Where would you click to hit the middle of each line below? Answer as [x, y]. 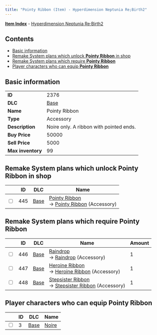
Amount [140, 243]
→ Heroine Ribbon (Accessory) [85, 271]
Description [21, 127]
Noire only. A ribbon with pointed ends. [91, 127]
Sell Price [19, 143]
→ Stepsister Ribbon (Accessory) [87, 285]
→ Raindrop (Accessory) [77, 257]
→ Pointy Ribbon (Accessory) [83, 204]
